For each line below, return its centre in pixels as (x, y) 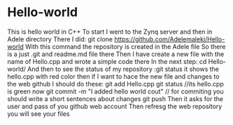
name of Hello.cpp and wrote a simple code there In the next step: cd (107, 61)
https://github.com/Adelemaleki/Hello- (170, 39)
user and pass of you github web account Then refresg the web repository (115, 106)
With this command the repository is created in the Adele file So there (126, 46)
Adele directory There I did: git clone (60, 39)
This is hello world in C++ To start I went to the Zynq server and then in (110, 32)
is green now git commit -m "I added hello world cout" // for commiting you (115, 91)
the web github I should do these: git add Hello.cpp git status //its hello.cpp (115, 84)
